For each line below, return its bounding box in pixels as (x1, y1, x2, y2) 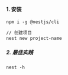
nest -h (6, 64, 25, 70)
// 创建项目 (6, 30, 33, 36)
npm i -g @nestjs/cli (6, 19, 60, 25)
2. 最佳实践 (6, 49, 34, 56)
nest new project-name (6, 35, 62, 41)
